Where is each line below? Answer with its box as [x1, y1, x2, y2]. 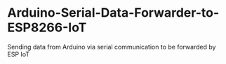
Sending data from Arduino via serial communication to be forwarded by [7, 42, 216, 51]
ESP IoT [7, 50, 30, 58]
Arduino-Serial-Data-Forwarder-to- [7, 5, 220, 21]
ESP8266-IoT [7, 19, 87, 35]
